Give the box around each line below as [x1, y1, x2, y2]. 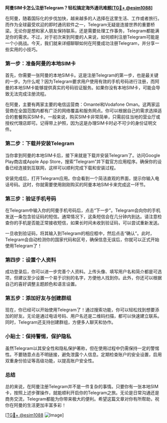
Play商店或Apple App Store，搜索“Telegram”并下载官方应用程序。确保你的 [5, 159, 158, 165]
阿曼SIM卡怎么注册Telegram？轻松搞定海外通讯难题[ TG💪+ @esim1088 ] [5, 5, 153, 10]
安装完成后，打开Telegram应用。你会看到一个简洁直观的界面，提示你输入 [5, 175, 155, 181]
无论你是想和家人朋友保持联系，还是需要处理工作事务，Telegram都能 [13, 28, 155, 34]
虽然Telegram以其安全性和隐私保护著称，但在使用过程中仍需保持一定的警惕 [5, 345, 160, 351]
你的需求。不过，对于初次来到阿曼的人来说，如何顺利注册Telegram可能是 [9, 34, 160, 40]
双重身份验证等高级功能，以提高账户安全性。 [5, 357, 97, 363]
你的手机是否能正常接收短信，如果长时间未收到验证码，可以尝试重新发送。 [9, 220, 162, 226]
